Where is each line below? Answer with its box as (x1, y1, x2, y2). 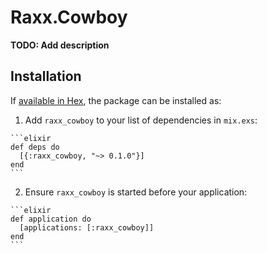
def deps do (10, 142, 60, 152)
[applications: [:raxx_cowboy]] (19, 222, 155, 233)
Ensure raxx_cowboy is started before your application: (24, 186, 248, 198)
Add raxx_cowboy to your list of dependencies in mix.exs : (24, 114, 258, 126)
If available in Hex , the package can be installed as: (10, 94, 222, 106)
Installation (10, 68, 82, 85)
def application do (10, 214, 92, 224)
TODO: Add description (10, 39, 110, 51)
